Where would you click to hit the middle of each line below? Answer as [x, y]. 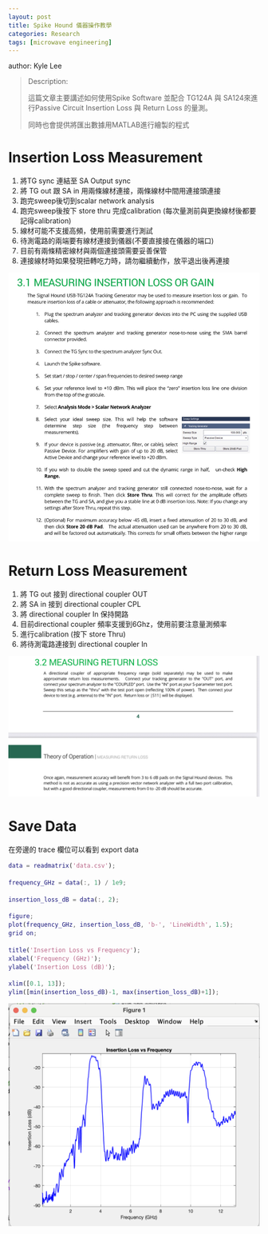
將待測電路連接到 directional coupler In [83, 644]
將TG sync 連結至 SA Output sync [75, 181]
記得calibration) [45, 221]
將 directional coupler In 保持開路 [74, 614]
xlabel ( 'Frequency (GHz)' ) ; [55, 958]
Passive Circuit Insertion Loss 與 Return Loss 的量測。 [124, 108]
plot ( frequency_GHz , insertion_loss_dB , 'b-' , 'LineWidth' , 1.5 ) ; [121, 925]
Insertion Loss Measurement [106, 158]
